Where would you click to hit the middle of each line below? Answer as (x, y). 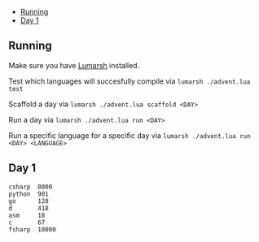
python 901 (29, 194)
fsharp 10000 (33, 229)
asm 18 (27, 215)
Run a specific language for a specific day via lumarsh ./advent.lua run (129, 135)
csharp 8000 (31, 187)
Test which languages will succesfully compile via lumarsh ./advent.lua (129, 81)
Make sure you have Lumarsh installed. (74, 65)
